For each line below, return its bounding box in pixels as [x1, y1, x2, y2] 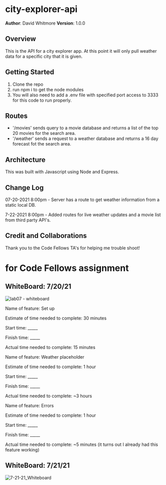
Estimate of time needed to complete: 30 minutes [5, 315, 106, 321]
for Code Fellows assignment [5, 262, 129, 274]
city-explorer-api [5, 4, 77, 15]
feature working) [5, 446, 40, 452]
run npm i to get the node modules [12, 86, 84, 92]
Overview [5, 35, 36, 43]
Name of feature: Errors [5, 402, 54, 408]
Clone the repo [12, 81, 43, 87]
